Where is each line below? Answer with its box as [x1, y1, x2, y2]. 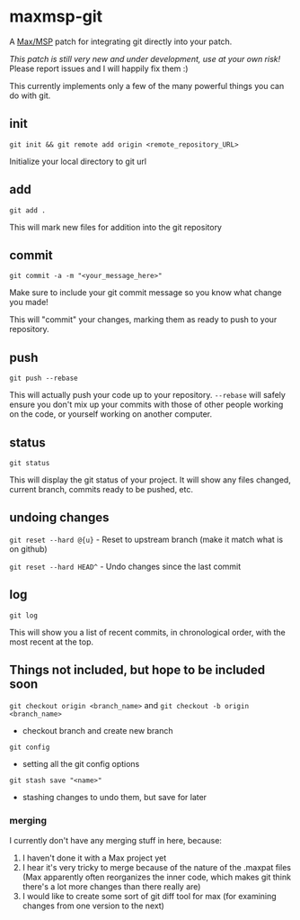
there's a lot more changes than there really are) [22, 880, 201, 892]
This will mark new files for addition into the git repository [9, 221, 223, 232]
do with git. [9, 90, 51, 101]
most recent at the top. [9, 636, 94, 647]
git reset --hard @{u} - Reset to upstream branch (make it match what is [9, 534, 284, 545]
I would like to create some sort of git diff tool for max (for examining [22, 890, 277, 901]
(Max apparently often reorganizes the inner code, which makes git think [22, 871, 292, 882]
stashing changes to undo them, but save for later [22, 792, 207, 803]
